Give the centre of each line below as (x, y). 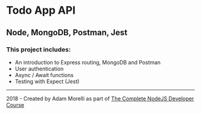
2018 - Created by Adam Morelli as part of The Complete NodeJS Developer (100, 98)
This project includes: (39, 50)
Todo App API (41, 10)
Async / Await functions (44, 75)
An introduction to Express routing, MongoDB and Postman (88, 62)
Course (15, 104)
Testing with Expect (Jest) (47, 81)
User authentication (39, 69)
